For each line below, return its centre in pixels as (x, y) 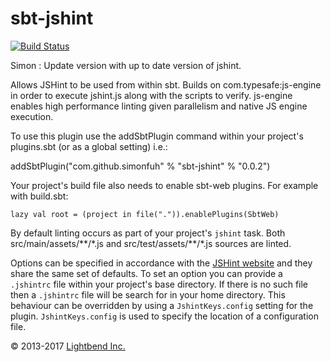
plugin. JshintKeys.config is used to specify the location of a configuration (164, 316)
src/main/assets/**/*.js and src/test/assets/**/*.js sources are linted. (151, 243)
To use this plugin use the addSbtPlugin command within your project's (157, 136)
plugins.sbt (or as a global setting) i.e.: (89, 146)
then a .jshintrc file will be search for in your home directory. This (148, 294)
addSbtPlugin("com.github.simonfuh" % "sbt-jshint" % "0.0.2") (140, 166)
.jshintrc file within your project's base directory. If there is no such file (159, 284)
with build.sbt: (39, 196)
